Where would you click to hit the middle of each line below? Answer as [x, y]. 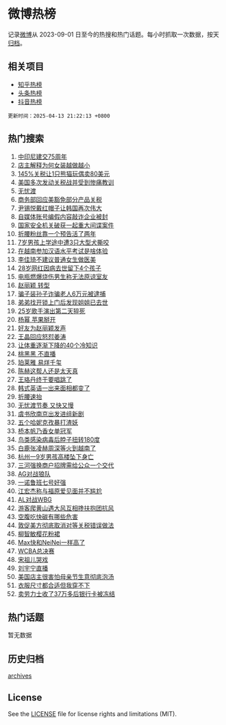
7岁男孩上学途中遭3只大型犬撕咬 [63, 242]
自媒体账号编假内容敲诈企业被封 [63, 216]
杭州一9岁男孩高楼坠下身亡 [56, 456]
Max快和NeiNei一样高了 [51, 542]
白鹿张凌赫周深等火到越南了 [57, 448]
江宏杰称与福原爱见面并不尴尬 [60, 490]
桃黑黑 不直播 [37, 353]
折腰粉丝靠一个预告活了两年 [57, 233]
